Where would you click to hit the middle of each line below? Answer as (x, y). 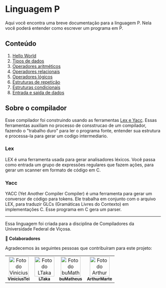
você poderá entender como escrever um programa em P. (64, 28)
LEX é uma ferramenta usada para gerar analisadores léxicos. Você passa (80, 159)
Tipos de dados (28, 61)
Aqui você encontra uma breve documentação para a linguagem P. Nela (78, 23)
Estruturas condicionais (36, 87)
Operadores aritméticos (36, 66)
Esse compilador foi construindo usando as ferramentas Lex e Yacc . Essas (81, 120)
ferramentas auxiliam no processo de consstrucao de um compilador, (76, 125)
